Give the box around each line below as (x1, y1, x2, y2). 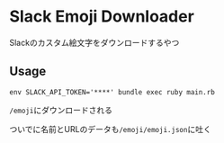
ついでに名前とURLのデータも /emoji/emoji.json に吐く (9, 123, 211, 134)
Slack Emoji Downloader (9, 6, 195, 27)
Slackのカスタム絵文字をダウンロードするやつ (9, 37, 180, 48)
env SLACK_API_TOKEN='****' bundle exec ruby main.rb (9, 87, 216, 96)
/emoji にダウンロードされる (9, 104, 112, 115)
